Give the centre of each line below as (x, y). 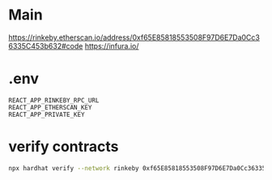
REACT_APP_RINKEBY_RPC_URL (54, 100)
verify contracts (64, 147)
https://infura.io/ (112, 45)
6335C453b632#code (46, 45)
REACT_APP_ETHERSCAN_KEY (50, 107)
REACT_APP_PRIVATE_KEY (47, 114)
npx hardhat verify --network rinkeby (74, 168)
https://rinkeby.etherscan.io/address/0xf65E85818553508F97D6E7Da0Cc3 (134, 37)
